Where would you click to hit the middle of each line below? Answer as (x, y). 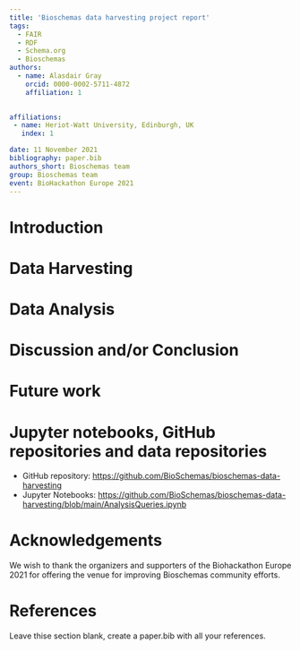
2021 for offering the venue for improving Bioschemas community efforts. (145, 575)
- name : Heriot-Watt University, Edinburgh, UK (103, 125)
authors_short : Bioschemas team (69, 167)
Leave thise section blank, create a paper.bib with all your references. (137, 636)
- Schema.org (42, 51)
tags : (19, 26)
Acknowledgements (86, 540)
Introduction (56, 227)
